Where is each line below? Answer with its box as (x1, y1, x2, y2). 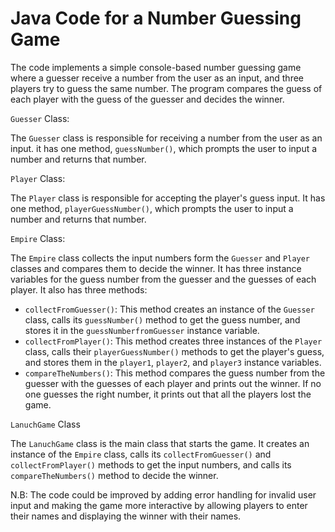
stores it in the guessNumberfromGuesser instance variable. (24, 324, 260, 336)
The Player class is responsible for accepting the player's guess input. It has (10, 192, 326, 204)
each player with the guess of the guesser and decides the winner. (10, 93, 285, 105)
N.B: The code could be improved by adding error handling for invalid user (10, 488, 317, 501)
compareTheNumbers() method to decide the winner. (10, 469, 219, 481)
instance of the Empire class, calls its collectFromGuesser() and (10, 448, 272, 460)
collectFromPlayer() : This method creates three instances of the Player (24, 335, 323, 347)
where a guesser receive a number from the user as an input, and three (10, 72, 305, 84)
